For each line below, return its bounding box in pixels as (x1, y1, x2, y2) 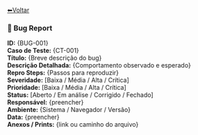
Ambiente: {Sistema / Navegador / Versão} (7, 106, 131, 114)
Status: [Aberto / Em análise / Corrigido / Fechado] (7, 90, 154, 100)
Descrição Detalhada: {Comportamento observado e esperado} (7, 61, 191, 70)
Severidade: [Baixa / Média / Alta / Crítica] (7, 76, 130, 84)
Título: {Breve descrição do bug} (7, 54, 102, 62)
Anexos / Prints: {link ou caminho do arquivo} (7, 120, 139, 129)
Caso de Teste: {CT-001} (7, 47, 80, 55)
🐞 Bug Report (7, 23, 53, 33)
